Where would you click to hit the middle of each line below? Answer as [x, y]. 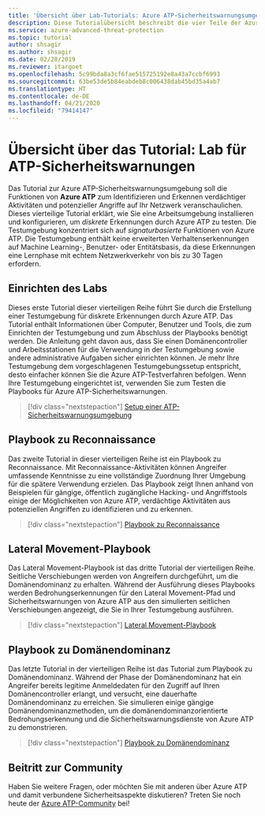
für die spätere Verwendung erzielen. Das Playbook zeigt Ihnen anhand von [131, 484]
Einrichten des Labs [58, 289]
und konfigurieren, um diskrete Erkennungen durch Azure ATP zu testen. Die [132, 222]
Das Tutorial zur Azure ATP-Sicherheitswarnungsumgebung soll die [118, 188]
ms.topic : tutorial [40, 37]
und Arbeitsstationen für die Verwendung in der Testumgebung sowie [121, 349]
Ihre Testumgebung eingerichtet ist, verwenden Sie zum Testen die [117, 382]
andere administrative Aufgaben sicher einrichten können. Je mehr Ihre [124, 358]
